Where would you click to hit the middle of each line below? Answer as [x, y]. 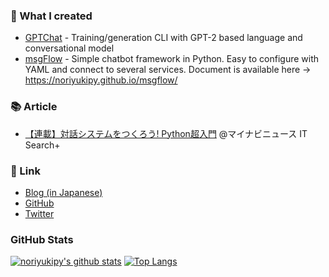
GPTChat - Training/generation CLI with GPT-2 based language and [163, 38]
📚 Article [34, 107]
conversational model [69, 48]
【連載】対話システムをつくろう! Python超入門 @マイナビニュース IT [166, 133]
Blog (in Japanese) [63, 192]
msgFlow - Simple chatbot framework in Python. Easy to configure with [172, 59]
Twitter [39, 213]
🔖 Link [25, 171]
